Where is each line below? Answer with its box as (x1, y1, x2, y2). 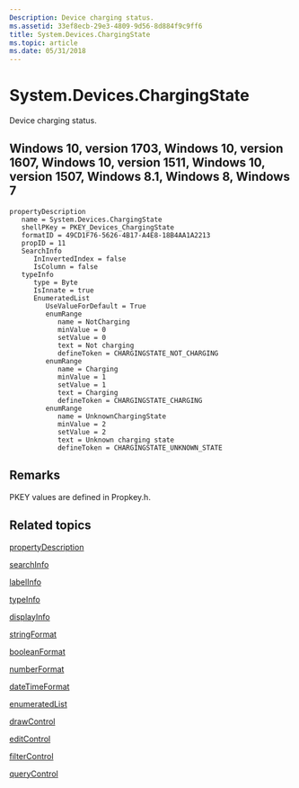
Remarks (9, 468, 61, 483)
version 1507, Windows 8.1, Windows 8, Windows (9, 169, 290, 184)
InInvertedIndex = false (32, 254, 127, 264)
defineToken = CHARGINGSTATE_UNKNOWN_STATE (57, 443, 223, 452)
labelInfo (9, 577, 42, 587)
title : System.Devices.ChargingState (9, 30, 151, 39)
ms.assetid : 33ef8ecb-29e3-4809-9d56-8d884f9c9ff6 (9, 22, 203, 31)
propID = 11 (21, 238, 66, 247)
